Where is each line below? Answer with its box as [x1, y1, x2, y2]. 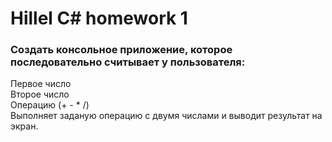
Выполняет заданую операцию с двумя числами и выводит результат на [10, 110, 323, 122]
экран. [10, 120, 39, 132]
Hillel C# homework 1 [10, 7, 188, 30]
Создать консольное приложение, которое [10, 43, 233, 57]
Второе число [10, 88, 70, 101]
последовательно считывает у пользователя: [10, 55, 246, 69]
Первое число [10, 78, 72, 90]
